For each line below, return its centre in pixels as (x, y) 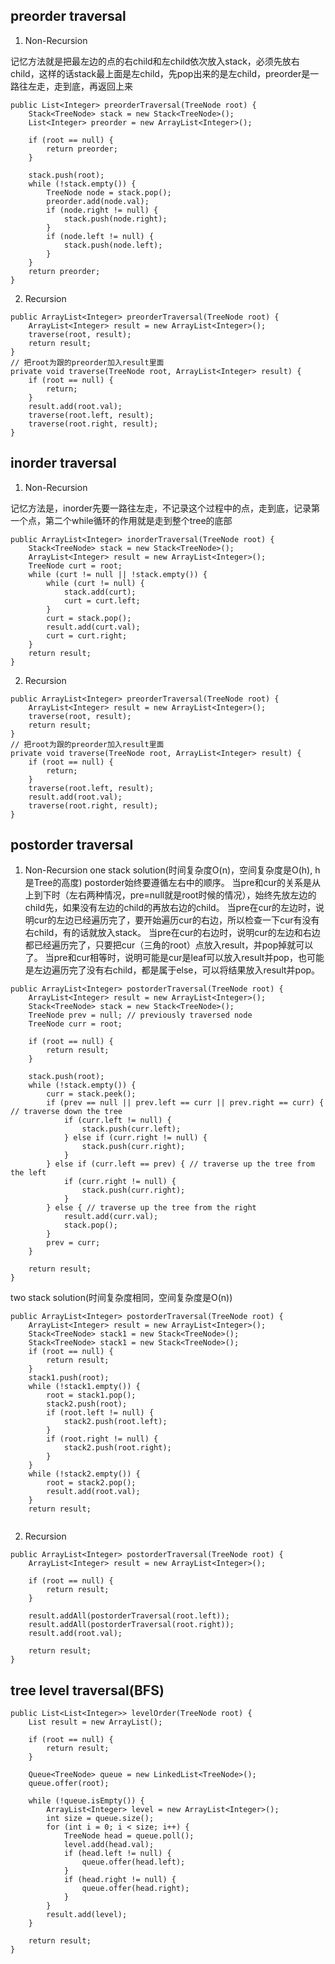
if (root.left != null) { (100, 1413)
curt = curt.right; (87, 635)
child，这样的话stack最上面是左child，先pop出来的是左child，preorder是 (160, 73)
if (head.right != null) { (120, 1880)
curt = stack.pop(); (89, 618)
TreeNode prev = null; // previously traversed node (140, 1015)
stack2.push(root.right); (117, 1448)
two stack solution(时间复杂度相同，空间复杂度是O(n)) (121, 1298)
